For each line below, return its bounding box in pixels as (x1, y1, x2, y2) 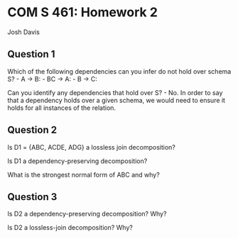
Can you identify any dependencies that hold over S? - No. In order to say (7, 88, 223, 96)
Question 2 (7, 124, 58, 136)
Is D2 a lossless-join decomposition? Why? (7, 223, 133, 232)
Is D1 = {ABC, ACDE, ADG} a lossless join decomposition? (7, 143, 175, 151)
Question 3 (7, 191, 58, 203)
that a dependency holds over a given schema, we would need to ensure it (7, 96, 226, 104)
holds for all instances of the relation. (7, 104, 116, 112)
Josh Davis (7, 28, 40, 36)
